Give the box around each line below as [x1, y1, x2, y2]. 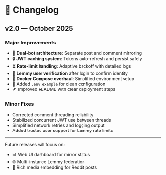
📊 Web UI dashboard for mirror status [12, 152, 90, 158]
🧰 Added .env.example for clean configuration [12, 81, 106, 87]
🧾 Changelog [5, 4, 59, 16]
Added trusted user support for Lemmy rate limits [12, 128, 113, 133]
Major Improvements [5, 39, 56, 46]
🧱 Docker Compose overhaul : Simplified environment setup [12, 75, 135, 81]
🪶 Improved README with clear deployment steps [12, 86, 116, 92]
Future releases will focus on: [5, 142, 65, 148]
